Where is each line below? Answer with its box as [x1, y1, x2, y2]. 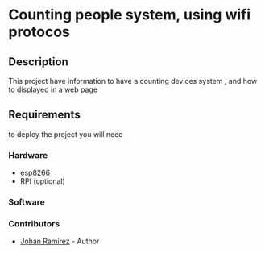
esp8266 [19, 168, 51, 178]
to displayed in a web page [8, 85, 98, 94]
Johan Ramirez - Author [19, 236, 100, 247]
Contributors [8, 218, 60, 229]
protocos [8, 23, 71, 41]
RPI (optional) [19, 176, 66, 186]
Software [8, 197, 46, 208]
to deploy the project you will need [8, 129, 123, 139]
